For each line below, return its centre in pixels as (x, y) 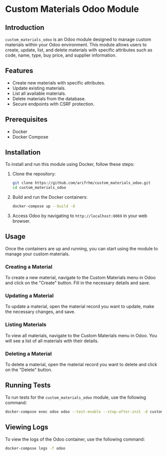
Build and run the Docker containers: (50, 197)
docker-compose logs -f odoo (35, 448)
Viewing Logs (27, 427)
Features (19, 71)
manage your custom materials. (38, 254)
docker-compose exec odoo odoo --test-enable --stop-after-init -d (77, 412)
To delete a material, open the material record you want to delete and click (81, 365)
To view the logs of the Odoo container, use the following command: (75, 439)
